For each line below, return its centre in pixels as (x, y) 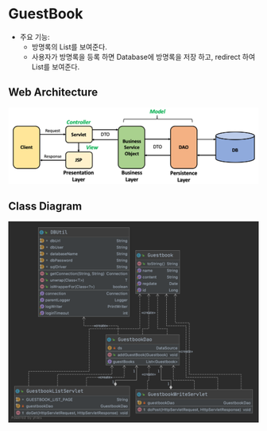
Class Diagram (45, 207)
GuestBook (46, 14)
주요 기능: (35, 37)
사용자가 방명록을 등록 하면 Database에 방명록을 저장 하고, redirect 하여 (143, 57)
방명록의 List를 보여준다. (69, 47)
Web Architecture (53, 92)
